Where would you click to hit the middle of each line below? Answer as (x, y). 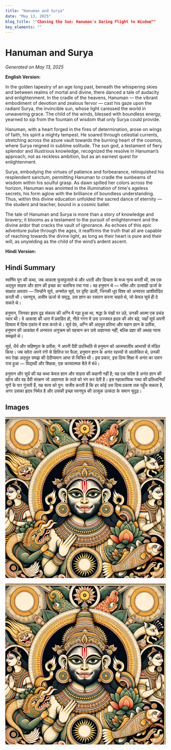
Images (17, 407)
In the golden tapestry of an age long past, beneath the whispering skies (81, 87)
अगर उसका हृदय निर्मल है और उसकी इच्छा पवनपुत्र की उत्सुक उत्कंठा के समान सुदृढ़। (74, 391)
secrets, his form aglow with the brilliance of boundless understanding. (80, 194)
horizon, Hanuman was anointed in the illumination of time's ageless (77, 188)
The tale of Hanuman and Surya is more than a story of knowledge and (80, 214)
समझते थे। (15, 336)
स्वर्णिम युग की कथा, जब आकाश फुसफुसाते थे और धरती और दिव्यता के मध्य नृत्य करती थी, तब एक (83, 280)
